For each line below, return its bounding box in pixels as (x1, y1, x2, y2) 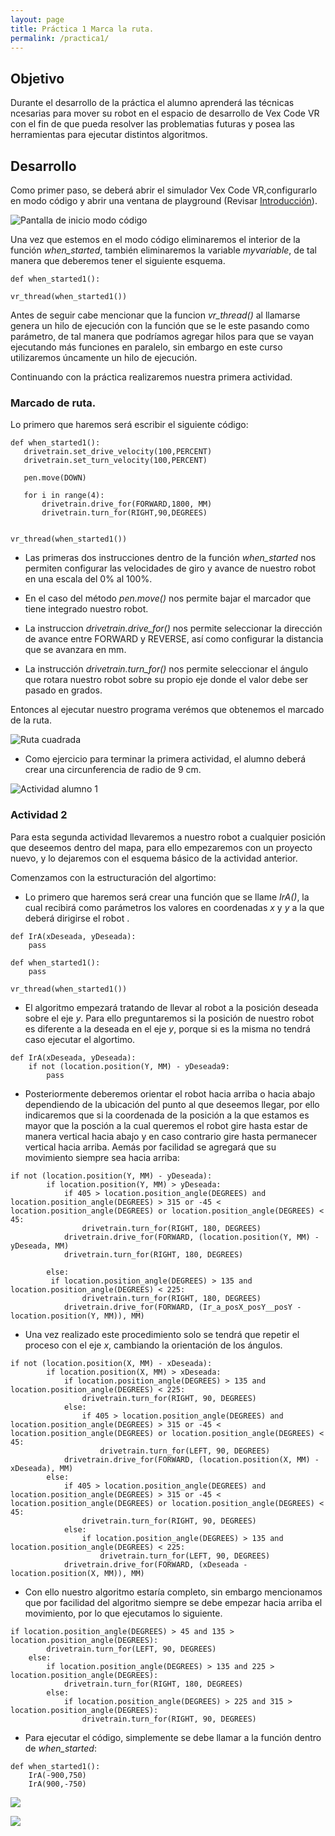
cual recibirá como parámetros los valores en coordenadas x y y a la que (24, 901, 325, 913)
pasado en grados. (24, 684, 103, 696)
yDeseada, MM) (10, 1241, 70, 1251)
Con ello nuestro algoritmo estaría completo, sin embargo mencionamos (24, 1586, 323, 1598)
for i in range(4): (23, 491, 105, 501)
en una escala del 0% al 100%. (24, 573, 153, 585)
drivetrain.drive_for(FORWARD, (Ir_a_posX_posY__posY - (63, 1302, 302, 1312)
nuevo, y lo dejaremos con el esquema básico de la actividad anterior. (10, 852, 298, 864)
